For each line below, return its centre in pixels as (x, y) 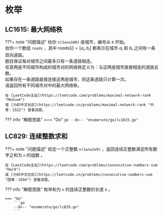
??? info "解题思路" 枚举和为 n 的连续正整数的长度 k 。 (59, 189)
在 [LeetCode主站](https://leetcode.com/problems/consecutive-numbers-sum (81, 165)
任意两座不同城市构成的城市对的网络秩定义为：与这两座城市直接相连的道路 (80, 67)
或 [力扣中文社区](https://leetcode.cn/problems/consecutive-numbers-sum (79, 174)
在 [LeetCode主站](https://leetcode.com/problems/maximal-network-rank (78, 95)
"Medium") (15, 99)
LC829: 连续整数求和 (36, 136)
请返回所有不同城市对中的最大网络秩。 (43, 85)
